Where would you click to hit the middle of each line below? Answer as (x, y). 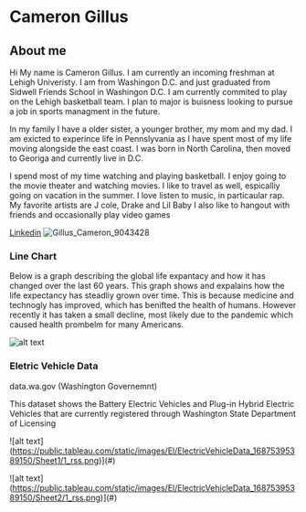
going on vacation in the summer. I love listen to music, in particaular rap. (147, 195)
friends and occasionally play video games (90, 215)
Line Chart (33, 256)
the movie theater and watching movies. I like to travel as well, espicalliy (145, 186)
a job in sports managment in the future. (85, 111)
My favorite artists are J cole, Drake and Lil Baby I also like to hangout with (150, 205)
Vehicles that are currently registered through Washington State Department (153, 413)
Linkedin (26, 232)
